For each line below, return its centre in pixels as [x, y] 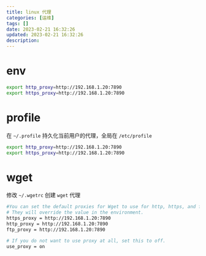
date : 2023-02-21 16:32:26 [41, 29]
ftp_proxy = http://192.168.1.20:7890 [56, 230]
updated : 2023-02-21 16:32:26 [45, 35]
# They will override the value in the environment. [75, 212]
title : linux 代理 [29, 12]
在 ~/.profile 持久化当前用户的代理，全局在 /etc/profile [79, 135]
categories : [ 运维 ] [30, 18]
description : [23, 41]
